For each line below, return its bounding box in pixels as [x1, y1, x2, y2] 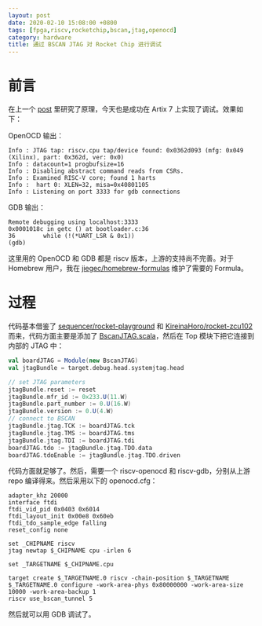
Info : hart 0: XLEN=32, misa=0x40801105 [8, 181, 149, 189]
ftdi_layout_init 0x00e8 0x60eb [8, 512, 114, 521]
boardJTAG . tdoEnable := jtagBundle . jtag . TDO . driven [8, 451, 180, 459]
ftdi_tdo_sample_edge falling [8, 519, 107, 527]
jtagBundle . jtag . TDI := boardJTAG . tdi [8, 437, 135, 445]
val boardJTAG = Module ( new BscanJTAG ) [8, 357, 139, 364]
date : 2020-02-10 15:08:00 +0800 [8, 19, 118, 27]
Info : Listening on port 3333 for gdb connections [8, 188, 180, 196]
